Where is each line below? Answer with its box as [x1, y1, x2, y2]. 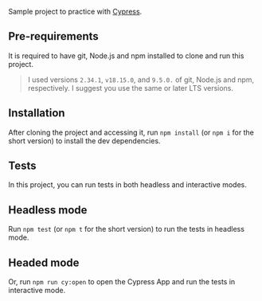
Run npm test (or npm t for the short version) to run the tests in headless [8, 225, 245, 234]
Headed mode [8, 256, 80, 269]
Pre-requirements [8, 29, 100, 43]
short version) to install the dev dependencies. [8, 135, 161, 146]
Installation [8, 107, 65, 120]
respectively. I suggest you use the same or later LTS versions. [27, 83, 233, 92]
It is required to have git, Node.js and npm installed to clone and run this [8, 51, 244, 61]
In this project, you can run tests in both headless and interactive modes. [8, 180, 247, 190]
